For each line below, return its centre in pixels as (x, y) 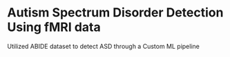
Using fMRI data (54, 27)
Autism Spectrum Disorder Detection (115, 13)
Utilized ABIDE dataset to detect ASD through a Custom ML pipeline (104, 46)
